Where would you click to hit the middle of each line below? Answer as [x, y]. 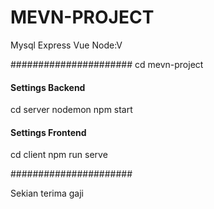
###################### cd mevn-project [107, 64]
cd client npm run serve [59, 155]
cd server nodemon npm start [71, 110]
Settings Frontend [48, 132]
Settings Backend [48, 87]
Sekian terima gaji [47, 193]
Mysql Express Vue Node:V [66, 45]
